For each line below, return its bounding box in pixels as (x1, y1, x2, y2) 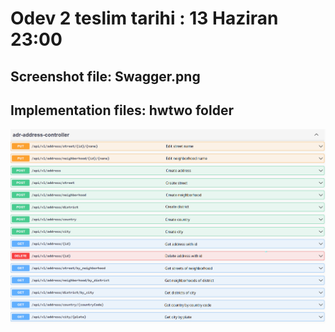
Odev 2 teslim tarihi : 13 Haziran (10, 7, 279, 30)
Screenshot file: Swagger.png (10, 68, 201, 85)
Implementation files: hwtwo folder (10, 102, 234, 119)
